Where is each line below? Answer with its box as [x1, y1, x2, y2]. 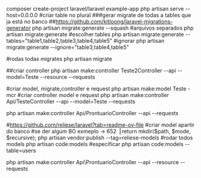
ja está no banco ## [6, 18, 56, 25]
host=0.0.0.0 [6, 11, 38, 19]
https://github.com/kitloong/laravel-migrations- [55, 18, 173, 25]
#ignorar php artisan [113, 37, 165, 44]
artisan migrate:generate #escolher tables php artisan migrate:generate [6, 31, 184, 38]
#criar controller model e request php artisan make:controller [17, 92, 169, 98]
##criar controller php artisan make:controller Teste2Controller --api [6, 67, 176, 74]
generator [6, 24, 31, 31]
